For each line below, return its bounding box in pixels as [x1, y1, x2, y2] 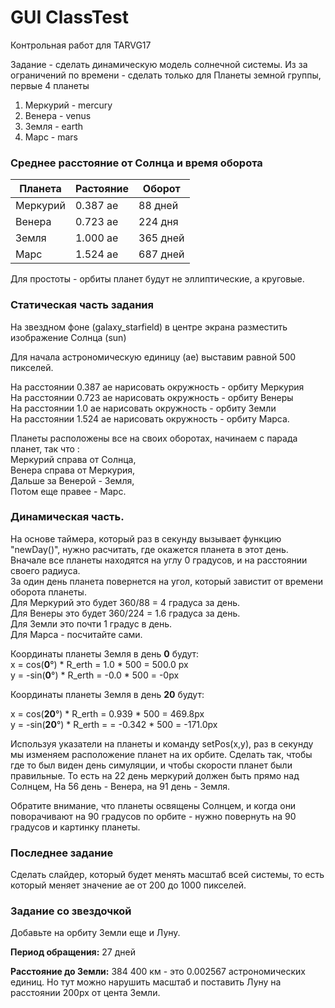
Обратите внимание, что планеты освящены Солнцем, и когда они [10, 799, 297, 811]
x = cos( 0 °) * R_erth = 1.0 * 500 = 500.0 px [10, 658, 189, 670]
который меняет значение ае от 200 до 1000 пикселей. [10, 879, 247, 891]
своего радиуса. [10, 564, 81, 576]
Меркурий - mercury [24, 99, 113, 111]
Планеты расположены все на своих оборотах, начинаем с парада [10, 432, 298, 444]
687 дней [138, 247, 185, 261]
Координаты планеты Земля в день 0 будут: [10, 647, 200, 660]
